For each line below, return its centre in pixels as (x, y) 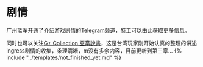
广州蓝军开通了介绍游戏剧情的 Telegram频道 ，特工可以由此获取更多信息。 (98, 30)
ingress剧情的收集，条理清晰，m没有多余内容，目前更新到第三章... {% (94, 50)
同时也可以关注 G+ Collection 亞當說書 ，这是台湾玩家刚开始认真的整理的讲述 (101, 43)
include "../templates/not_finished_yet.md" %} (64, 57)
